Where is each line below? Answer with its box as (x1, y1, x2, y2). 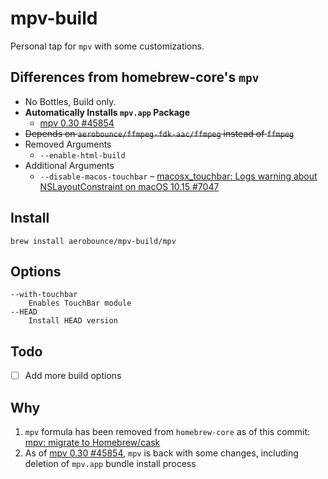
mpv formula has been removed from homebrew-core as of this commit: (24, 426, 311, 438)
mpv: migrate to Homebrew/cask (24, 437, 161, 449)
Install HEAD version (28, 316, 118, 326)
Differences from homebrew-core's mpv (10, 69, 260, 86)
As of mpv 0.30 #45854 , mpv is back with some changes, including (24, 447, 299, 459)
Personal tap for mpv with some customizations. (10, 40, 205, 52)
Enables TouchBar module (28, 298, 132, 309)
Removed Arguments (24, 138, 112, 150)
